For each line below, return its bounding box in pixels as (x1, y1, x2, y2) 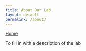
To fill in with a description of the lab (5, 40, 81, 46)
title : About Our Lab (5, 7, 51, 13)
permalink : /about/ (5, 17, 47, 22)
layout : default (5, 12, 39, 17)
